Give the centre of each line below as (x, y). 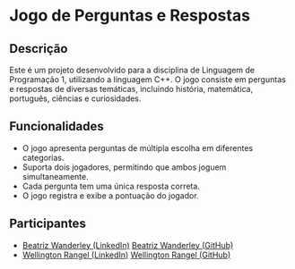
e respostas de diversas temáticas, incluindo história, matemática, (131, 89)
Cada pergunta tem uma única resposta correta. (111, 186)
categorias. (43, 157)
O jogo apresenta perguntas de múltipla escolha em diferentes (138, 147)
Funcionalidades (57, 126)
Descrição (39, 49)
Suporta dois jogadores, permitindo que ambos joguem (124, 167)
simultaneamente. (55, 176)
